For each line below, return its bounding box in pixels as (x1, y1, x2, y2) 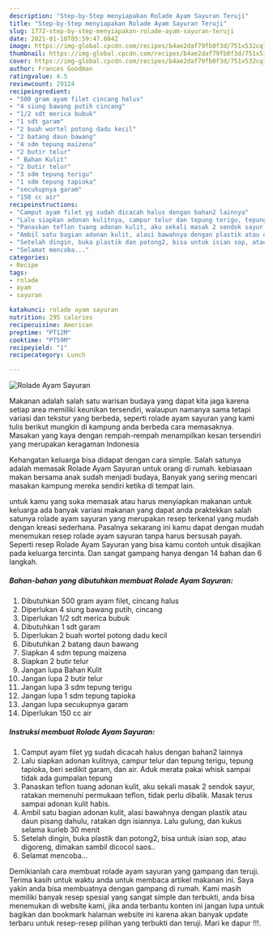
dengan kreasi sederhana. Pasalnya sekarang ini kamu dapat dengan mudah (9, 523, 264, 533)
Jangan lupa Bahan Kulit (20, 665, 102, 675)
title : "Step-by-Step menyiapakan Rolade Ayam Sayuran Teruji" (9, 19, 228, 28)
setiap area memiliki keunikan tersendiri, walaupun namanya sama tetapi (9, 405, 251, 415)
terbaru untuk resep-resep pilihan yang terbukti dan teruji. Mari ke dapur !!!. (9, 918, 262, 928)
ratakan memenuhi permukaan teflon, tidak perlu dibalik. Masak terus (20, 791, 254, 800)
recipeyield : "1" (9, 343, 68, 352)
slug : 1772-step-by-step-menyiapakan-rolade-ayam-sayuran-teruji (9, 27, 234, 35)
